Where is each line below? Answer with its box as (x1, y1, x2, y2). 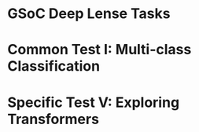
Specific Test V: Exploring (7, 93, 180, 111)
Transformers (7, 110, 100, 128)
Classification (7, 57, 100, 75)
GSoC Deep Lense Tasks (7, 5, 171, 23)
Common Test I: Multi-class (7, 41, 192, 59)
